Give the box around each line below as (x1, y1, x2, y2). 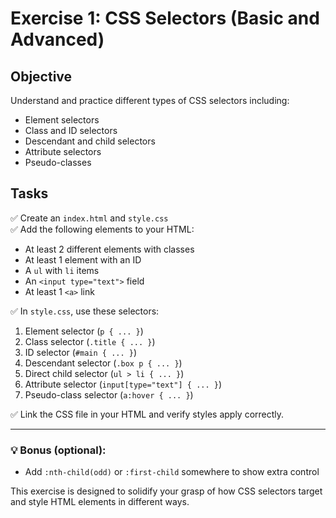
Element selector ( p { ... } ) (24, 325, 144, 337)
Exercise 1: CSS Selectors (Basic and (10, 7, 320, 30)
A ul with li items (24, 264, 100, 276)
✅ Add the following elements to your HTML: (10, 223, 195, 235)
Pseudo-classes (24, 157, 92, 168)
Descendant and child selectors (24, 135, 156, 147)
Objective (10, 68, 73, 85)
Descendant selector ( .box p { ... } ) (24, 357, 183, 369)
